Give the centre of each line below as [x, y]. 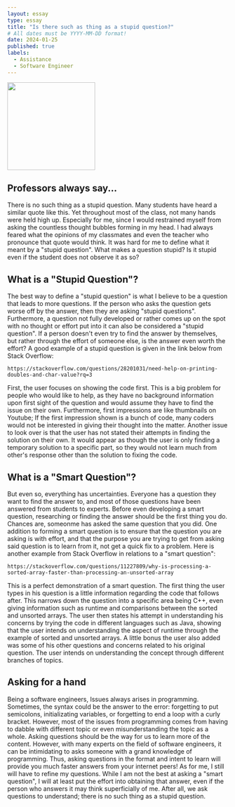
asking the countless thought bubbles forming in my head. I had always [110, 227]
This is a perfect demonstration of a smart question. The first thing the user [116, 586]
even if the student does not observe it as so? [73, 258]
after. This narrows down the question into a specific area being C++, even [115, 601]
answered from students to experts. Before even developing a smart [106, 509]
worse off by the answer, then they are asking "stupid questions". [102, 311]
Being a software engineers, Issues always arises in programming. [103, 699]
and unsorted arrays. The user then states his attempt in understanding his [115, 615]
